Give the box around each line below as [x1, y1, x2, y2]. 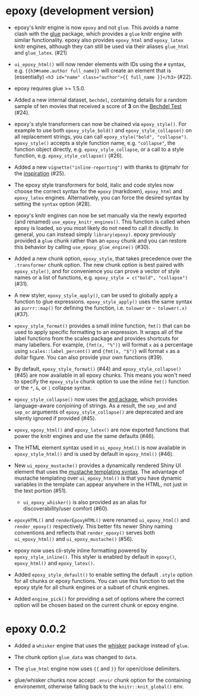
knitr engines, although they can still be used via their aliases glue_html [14, 43, 189, 50]
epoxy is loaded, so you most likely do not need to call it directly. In [14, 224, 179, 231]
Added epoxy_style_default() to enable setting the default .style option [14, 571, 193, 578]
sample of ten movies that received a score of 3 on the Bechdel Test [14, 102, 182, 109]
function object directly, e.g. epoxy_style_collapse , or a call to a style [14, 146, 184, 153]
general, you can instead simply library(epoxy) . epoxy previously [14, 231, 176, 238]
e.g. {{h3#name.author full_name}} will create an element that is [14, 67, 172, 74]
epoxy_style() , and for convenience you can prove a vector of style [14, 267, 180, 275]
